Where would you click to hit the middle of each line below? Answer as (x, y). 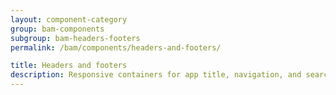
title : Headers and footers (69, 66)
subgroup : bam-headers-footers (75, 38)
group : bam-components (57, 29)
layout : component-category (69, 19)
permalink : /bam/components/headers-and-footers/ (116, 47)
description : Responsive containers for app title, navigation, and (156, 75)
